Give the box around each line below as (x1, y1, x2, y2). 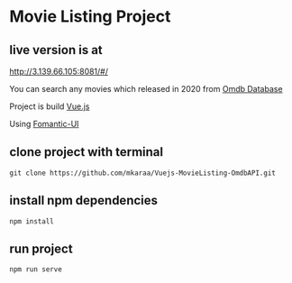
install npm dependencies (9, 193, 159, 208)
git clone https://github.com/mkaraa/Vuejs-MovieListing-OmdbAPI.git (9, 169, 277, 178)
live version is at (9, 42, 104, 58)
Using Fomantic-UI (9, 119, 79, 129)
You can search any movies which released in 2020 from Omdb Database (9, 84, 283, 94)
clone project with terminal (9, 144, 164, 160)
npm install (9, 216, 54, 226)
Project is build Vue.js (9, 101, 90, 112)
